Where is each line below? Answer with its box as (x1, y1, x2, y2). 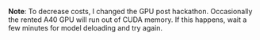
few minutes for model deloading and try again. (8, 24, 163, 32)
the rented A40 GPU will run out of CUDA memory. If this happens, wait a (8, 15, 247, 24)
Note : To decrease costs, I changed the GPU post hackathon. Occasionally (8, 7, 253, 16)
